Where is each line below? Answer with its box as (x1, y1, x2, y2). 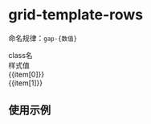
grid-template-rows (8, 6, 144, 24)
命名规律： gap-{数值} (8, 33, 78, 43)
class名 (8, 50, 34, 60)
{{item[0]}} (8, 69, 45, 79)
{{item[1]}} (8, 78, 43, 88)
